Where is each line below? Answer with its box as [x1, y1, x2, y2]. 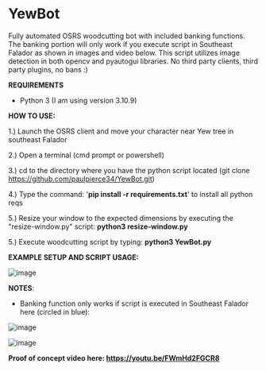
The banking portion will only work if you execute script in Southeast [8, 39, 233, 48]
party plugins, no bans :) [8, 64, 89, 74]
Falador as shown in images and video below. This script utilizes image [8, 48, 241, 57]
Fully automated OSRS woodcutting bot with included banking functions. [8, 31, 245, 41]
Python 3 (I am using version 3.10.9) [19, 95, 137, 105]
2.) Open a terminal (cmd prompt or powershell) [8, 150, 165, 160]
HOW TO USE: [8, 110, 56, 120]
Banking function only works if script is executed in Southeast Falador [19, 299, 249, 308]
